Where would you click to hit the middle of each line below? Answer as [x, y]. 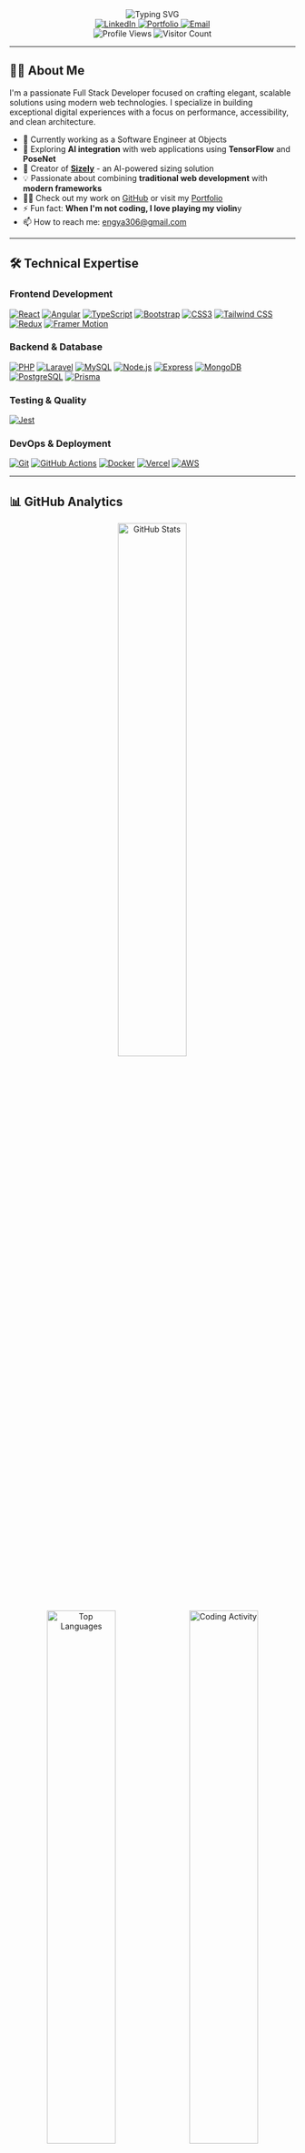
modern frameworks [62, 188]
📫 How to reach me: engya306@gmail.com [104, 221]
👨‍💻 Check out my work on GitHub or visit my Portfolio [123, 198]
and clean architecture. [53, 121]
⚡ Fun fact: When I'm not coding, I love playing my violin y [132, 208]
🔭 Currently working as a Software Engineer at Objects [125, 139]
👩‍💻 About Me [47, 71]
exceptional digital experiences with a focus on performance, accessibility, [149, 112]
